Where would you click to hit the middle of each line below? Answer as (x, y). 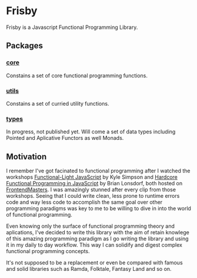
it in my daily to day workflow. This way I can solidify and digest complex (94, 245)
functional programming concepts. (48, 251)
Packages (24, 46)
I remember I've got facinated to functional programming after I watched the (98, 171)
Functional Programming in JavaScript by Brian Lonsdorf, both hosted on (94, 184)
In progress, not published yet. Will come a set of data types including (91, 132)
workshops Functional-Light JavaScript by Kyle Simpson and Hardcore (92, 177)
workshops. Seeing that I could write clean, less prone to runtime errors (93, 196)
